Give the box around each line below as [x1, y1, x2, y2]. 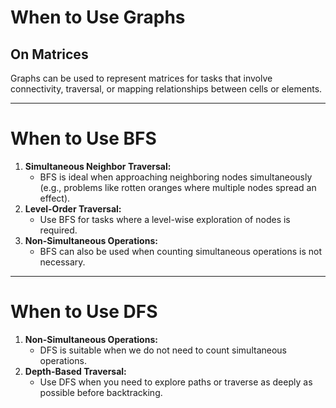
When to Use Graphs [10, 6, 186, 29]
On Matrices [10, 46, 89, 63]
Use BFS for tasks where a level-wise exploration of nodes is [39, 213, 291, 225]
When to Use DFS [10, 301, 158, 323]
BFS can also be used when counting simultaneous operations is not [39, 245, 322, 257]
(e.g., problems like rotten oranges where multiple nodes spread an [39, 181, 317, 193]
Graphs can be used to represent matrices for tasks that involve [10, 72, 273, 84]
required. [39, 224, 78, 236]
